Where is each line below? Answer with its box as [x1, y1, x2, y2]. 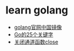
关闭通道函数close [14, 38, 59, 45]
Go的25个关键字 [14, 30, 53, 38]
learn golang [5, 4, 69, 17]
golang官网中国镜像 [14, 23, 62, 30]
